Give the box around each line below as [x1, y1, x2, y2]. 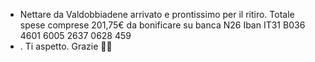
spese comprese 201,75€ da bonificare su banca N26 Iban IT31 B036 [19, 19, 306, 31]
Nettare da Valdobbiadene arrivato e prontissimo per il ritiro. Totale [19, 9, 295, 20]
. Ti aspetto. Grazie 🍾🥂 [19, 40, 113, 52]
